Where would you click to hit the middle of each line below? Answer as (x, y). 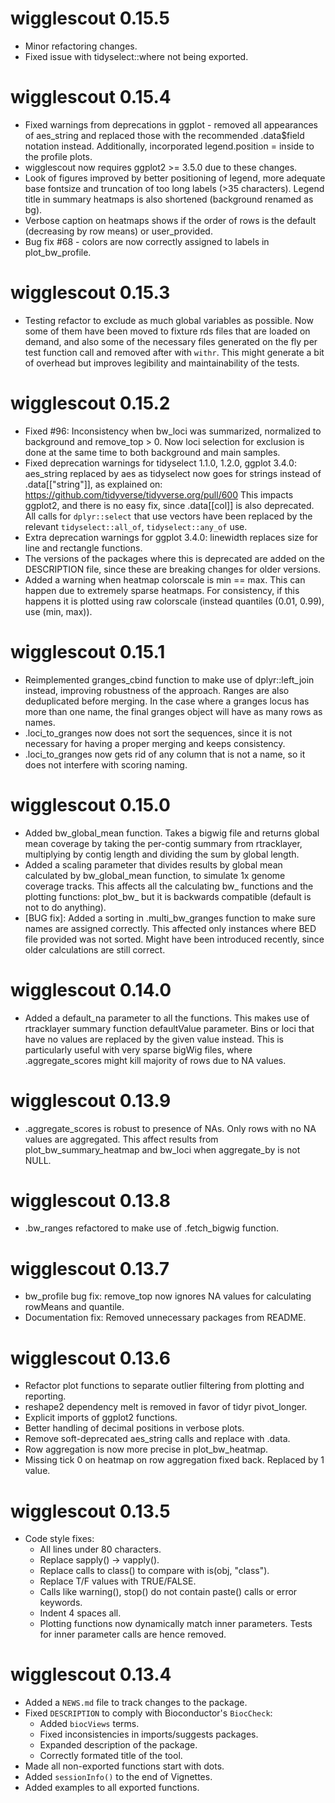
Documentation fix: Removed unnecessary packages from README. (165, 1318)
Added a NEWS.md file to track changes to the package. (136, 1703)
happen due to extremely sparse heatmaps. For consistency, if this (162, 590)
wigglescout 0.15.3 (90, 293)
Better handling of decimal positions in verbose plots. (134, 1428)
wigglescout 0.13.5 (90, 1511)
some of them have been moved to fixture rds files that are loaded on (167, 331)
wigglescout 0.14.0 (91, 989)
